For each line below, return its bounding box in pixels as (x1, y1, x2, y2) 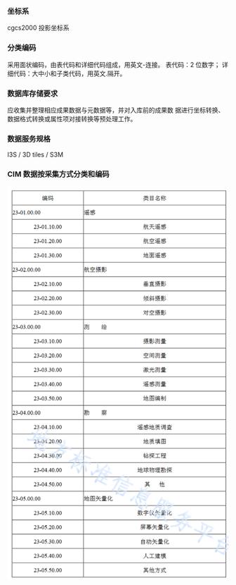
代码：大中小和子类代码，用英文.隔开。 (13, 69, 126, 78)
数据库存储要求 (7, 88, 58, 98)
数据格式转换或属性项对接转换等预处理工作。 (7, 114, 137, 123)
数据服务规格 (7, 134, 51, 144)
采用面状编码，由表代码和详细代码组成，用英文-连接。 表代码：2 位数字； (7, 60, 221, 68)
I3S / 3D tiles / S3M (7, 150, 64, 159)
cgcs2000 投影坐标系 (7, 23, 70, 32)
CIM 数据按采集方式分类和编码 (7, 169, 110, 179)
